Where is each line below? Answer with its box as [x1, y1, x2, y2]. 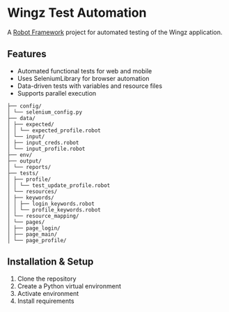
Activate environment [17, 289, 79, 297]
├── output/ [7, 157, 42, 165]
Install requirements [17, 297, 74, 305]
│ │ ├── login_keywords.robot [7, 200, 95, 207]
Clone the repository [17, 274, 77, 283]
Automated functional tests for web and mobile [17, 66, 152, 75]
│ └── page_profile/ [7, 237, 68, 244]
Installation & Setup [7, 256, 94, 268]
